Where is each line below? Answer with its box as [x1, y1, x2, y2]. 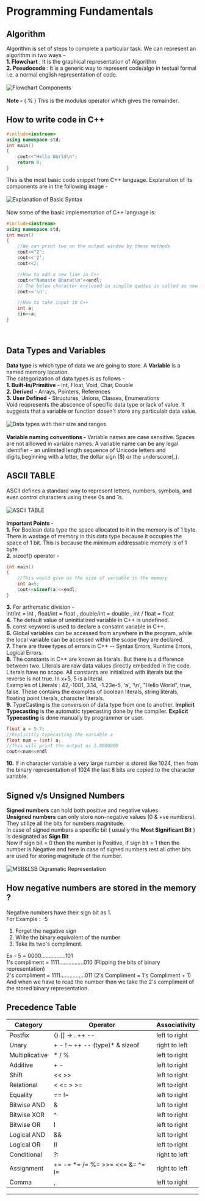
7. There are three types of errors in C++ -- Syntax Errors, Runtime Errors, [6, 642, 192, 650]
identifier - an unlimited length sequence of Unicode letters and [6, 446, 166, 454]
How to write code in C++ [6, 115, 105, 125]
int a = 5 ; [17, 581, 40, 587]
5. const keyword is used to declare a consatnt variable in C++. [6, 623, 166, 630]
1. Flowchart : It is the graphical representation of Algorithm [6, 58, 157, 65]
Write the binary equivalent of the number [15, 933, 121, 941]
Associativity [156, 1020, 196, 1029]
